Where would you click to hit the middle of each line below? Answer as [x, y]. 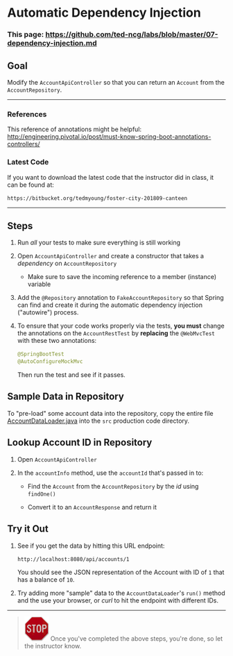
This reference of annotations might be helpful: [75, 129]
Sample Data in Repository [66, 397]
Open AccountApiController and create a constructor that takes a [111, 256]
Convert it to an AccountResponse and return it [92, 507]
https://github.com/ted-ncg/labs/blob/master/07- [131, 35]
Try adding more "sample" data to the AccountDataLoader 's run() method [121, 593]
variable [39, 284]
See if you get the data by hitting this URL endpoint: [91, 546]
